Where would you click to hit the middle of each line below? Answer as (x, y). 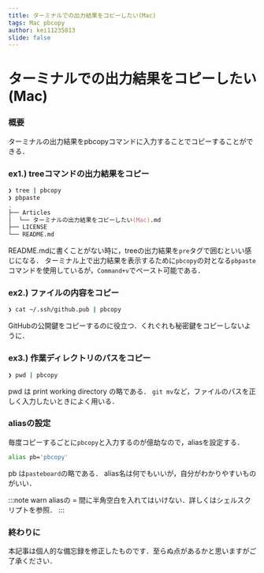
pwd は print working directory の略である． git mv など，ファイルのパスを (129, 391)
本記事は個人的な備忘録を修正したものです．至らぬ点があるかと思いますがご (132, 551)
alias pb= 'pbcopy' (38, 457)
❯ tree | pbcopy (35, 190)
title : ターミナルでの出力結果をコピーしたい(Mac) (82, 15)
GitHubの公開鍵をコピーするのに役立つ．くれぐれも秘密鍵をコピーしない (126, 326)
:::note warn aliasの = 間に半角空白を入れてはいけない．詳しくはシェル (123, 499)
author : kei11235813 (42, 30)
